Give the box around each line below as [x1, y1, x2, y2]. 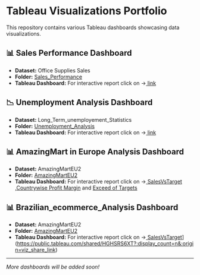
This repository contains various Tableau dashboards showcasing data [6, 24, 180, 31]
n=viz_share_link [14, 246, 56, 254]
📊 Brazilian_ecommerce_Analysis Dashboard [6, 202, 179, 212]
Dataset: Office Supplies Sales [14, 67, 90, 74]
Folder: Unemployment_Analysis [14, 122, 95, 129]
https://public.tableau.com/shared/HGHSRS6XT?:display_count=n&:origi [17, 240, 194, 247]
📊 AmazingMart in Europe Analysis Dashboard [6, 147, 185, 157]
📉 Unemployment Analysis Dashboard [6, 97, 153, 108]
